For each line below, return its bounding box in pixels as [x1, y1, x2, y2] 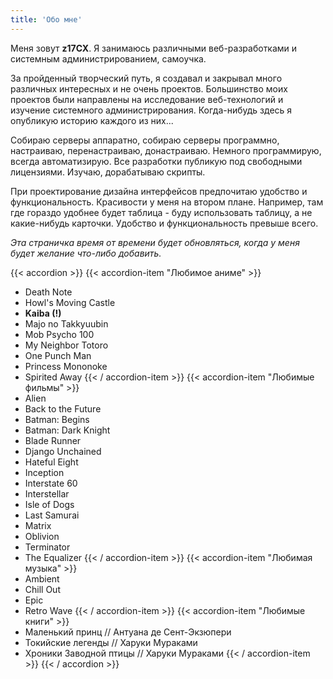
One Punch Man [24, 349, 92, 361]
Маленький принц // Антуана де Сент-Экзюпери [24, 626, 232, 638]
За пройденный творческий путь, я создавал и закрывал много [10, 72, 283, 84]
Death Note [24, 286, 73, 298]
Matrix [24, 519, 52, 531]
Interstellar [24, 487, 70, 500]
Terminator [24, 541, 71, 553]
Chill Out [24, 583, 61, 595]
